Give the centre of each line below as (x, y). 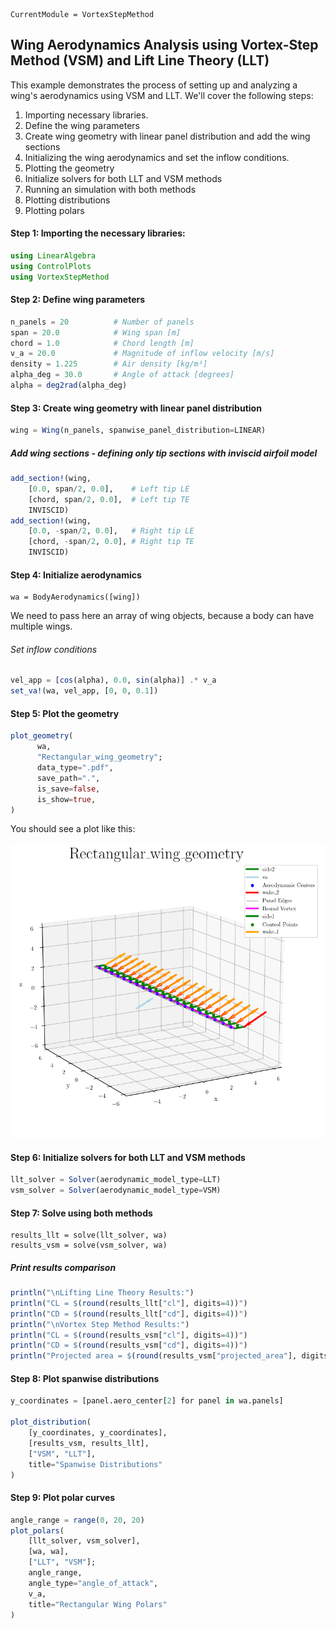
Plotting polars (54, 210)
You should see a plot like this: (73, 829)
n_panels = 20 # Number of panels (102, 322)
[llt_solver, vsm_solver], (84, 1541)
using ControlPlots (51, 266)
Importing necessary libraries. (86, 115)
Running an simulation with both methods (110, 189)
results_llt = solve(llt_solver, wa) (89, 1235)
